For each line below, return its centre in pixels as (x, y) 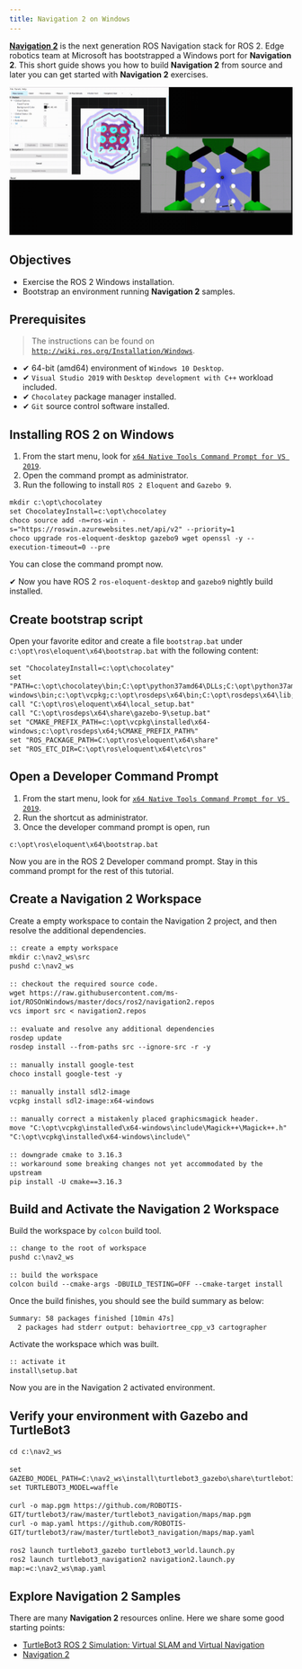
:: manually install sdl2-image (70, 1092)
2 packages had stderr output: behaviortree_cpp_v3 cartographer (142, 1328)
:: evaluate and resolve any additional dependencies (112, 1029)
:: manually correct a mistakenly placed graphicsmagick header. (134, 1119)
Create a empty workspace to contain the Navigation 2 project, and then (143, 921)
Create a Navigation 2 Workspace (106, 899)
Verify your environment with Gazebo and (129, 1416)
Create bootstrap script (76, 619)
